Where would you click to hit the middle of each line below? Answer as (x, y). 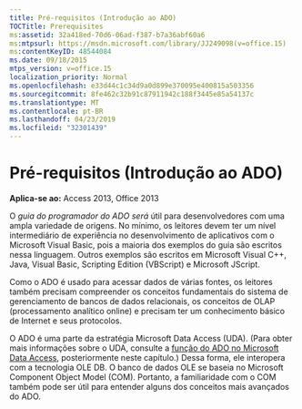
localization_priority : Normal (69, 77)
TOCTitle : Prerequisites (56, 26)
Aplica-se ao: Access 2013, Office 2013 (84, 198)
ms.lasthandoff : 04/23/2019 (63, 119)
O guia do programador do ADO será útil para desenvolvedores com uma (147, 216)
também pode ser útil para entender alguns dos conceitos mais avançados (149, 386)
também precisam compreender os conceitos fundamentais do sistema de (149, 291)
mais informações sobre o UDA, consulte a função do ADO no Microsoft (144, 348)
